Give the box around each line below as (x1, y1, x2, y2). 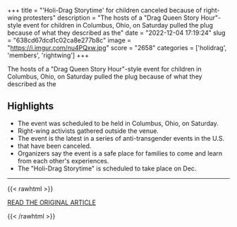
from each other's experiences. (17, 156, 109, 165)
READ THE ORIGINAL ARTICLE (7, 198, 97, 206)
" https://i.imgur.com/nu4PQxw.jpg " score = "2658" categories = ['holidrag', (7, 44, 227, 52)
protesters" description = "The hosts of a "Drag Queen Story (23, 13, 200, 22)
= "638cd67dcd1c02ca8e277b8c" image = (7, 36, 132, 45)
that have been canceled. (17, 141, 92, 150)
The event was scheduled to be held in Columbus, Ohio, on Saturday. (17, 119, 219, 127)
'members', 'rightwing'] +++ (7, 51, 90, 59)
